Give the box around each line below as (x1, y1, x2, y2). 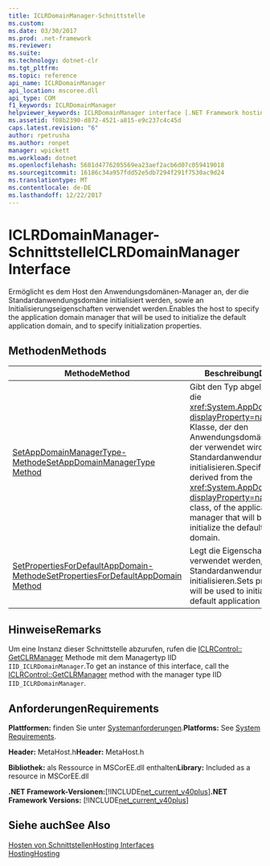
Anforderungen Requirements (8, 701, 159, 716)
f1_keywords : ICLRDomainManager (8, 101, 117, 109)
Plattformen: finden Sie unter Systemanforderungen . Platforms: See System (8, 723, 261, 733)
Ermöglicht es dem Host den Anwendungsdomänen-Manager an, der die (8, 286, 249, 296)
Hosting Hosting (8, 848, 60, 858)
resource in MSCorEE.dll (8, 771, 89, 781)
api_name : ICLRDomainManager (8, 79, 106, 87)
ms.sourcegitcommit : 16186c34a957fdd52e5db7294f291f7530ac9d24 (8, 169, 225, 177)
